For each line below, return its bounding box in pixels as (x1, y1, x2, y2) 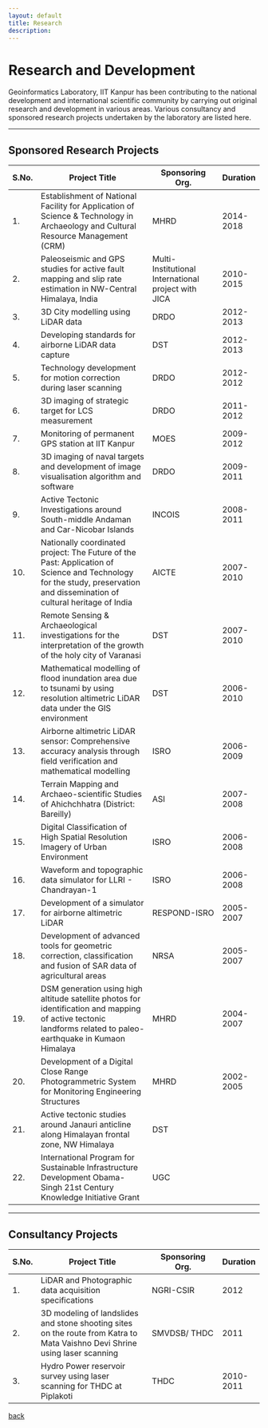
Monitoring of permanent (41, 428, 135, 439)
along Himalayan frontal (41, 1129, 130, 1140)
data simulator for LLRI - (41, 875, 133, 886)
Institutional (152, 264, 196, 275)
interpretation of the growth (41, 640, 144, 651)
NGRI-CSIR (151, 1284, 195, 1295)
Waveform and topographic (41, 864, 144, 875)
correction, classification (41, 950, 134, 962)
